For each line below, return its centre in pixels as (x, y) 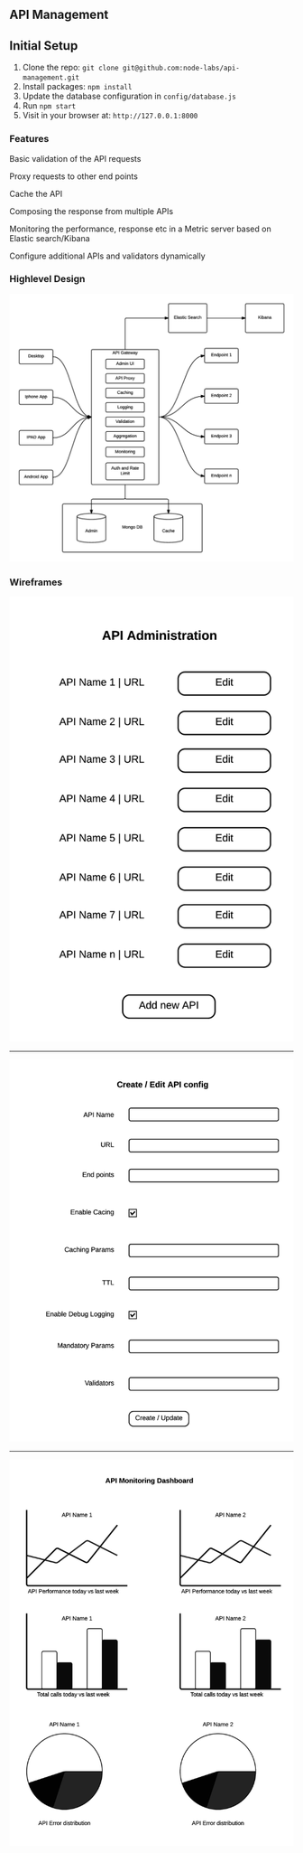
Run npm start (49, 106)
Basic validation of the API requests (75, 158)
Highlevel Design (47, 279)
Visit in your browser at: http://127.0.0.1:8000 (110, 116)
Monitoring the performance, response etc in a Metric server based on (141, 229)
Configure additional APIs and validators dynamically (107, 256)
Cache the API (36, 193)
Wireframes (36, 582)
